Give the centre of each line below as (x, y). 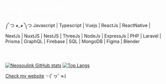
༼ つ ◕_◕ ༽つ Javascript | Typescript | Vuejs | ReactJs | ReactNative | (78, 25)
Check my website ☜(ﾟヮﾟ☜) (36, 76)
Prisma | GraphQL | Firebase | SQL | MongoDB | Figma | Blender (73, 41)
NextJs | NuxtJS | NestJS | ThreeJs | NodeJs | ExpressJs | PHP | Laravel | (83, 36)
